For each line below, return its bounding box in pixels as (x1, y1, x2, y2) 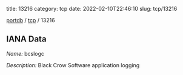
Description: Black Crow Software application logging (6, 61, 140, 68)
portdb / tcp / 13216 (6, 17, 56, 23)
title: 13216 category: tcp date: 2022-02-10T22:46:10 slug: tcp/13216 (6, 5, 178, 12)
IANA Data (6, 34, 47, 44)
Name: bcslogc (6, 50, 44, 57)
